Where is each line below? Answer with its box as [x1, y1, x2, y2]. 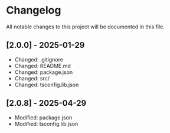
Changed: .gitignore [14, 56, 64, 63]
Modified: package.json [14, 113, 73, 121]
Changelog [6, 4, 61, 17]
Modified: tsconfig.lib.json [14, 120, 79, 127]
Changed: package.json [14, 69, 73, 76]
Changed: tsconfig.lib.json [14, 81, 79, 88]
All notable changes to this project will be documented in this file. [6, 23, 165, 30]
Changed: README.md [14, 62, 71, 69]
